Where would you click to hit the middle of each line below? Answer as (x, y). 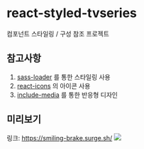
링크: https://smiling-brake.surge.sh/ (60, 138)
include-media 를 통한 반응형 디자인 (67, 95)
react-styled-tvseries (72, 13)
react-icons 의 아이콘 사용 (54, 86)
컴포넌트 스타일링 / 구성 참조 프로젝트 (58, 34)
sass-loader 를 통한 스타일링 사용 (63, 77)
